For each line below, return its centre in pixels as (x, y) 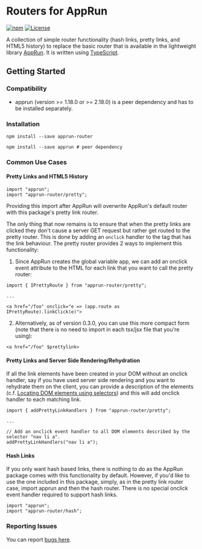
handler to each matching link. (44, 400)
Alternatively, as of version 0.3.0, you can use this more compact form (102, 323)
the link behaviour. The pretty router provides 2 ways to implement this (94, 244)
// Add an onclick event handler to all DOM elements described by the (98, 432)
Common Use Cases (37, 162)
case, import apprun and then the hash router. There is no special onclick (97, 489)
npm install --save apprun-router (50, 136)
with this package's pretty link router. (52, 212)
